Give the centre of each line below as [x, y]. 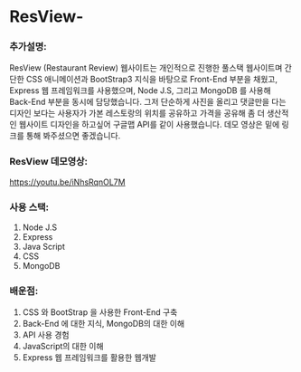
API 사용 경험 [46, 335]
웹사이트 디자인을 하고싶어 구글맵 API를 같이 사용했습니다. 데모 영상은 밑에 [149, 125]
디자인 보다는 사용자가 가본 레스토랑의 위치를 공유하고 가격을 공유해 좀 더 [137, 113]
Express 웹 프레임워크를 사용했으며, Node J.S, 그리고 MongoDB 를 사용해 [140, 91]
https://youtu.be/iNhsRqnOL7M [67, 182]
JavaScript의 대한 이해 [63, 347]
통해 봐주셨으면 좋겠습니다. [73, 136]
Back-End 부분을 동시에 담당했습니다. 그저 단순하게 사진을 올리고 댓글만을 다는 [148, 102]
